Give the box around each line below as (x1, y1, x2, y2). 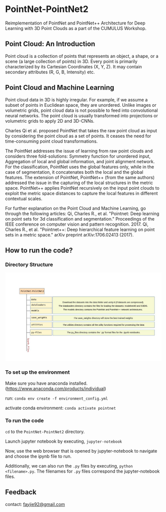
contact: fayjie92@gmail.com (5, 501, 66, 507)
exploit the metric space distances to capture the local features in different (5, 190, 158, 196)
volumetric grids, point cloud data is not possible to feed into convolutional (5, 107, 158, 113)
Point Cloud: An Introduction (5, 40, 95, 48)
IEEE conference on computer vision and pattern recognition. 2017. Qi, (5, 221, 149, 227)
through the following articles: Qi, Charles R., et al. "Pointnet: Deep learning (5, 211, 160, 217)
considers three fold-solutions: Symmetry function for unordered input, (5, 153, 151, 159)
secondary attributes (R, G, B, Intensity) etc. (5, 69, 95, 75)
